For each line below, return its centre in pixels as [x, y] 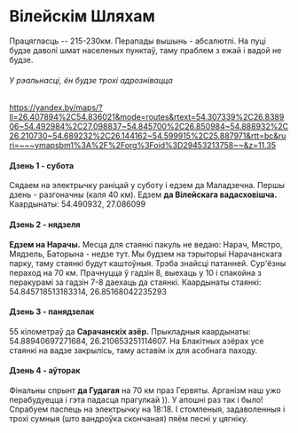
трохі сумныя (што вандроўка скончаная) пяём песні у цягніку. [129, 418]
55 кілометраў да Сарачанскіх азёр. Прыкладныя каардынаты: [130, 331]
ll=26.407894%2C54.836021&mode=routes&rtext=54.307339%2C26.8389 [147, 117]
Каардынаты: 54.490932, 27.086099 [78, 204]
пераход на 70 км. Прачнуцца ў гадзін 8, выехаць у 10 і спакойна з [135, 272]
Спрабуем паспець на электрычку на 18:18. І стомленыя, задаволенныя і [147, 409]
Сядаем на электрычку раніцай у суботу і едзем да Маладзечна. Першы [147, 185]
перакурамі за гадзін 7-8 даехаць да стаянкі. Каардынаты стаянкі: [135, 282]
